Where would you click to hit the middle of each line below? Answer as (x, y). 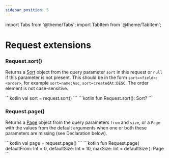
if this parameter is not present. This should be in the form (66, 77)
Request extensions (48, 45)
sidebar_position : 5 (27, 10)
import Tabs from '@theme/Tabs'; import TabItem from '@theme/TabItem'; (83, 24)
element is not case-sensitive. (37, 88)
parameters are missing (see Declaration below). (56, 134)
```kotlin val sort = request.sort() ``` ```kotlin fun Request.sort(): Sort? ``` (79, 98)
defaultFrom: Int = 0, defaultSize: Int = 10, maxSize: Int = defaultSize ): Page (84, 149)
